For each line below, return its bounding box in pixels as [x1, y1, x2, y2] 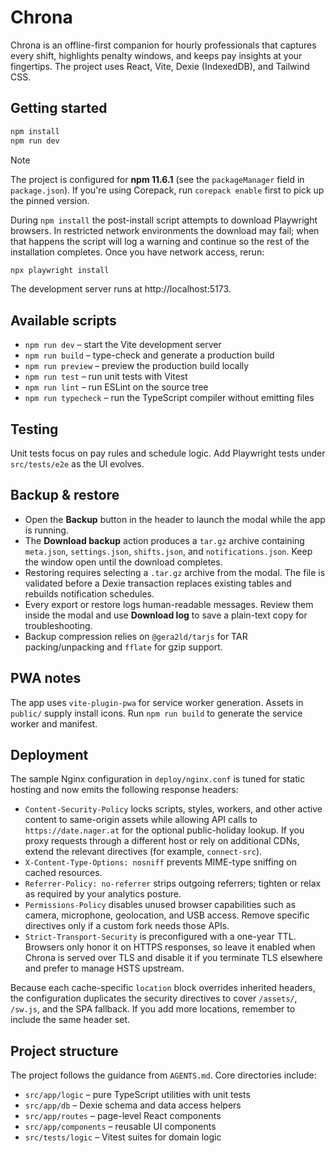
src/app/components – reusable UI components [24, 1121, 217, 1133]
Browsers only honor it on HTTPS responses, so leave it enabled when [24, 941, 316, 953]
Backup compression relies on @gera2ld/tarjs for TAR [24, 630, 248, 642]
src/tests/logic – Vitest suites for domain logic [24, 1131, 222, 1143]
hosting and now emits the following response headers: [10, 784, 239, 796]
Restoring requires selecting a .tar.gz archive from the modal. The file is [24, 566, 326, 578]
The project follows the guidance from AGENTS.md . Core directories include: [10, 1069, 317, 1081]
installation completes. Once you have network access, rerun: [10, 246, 265, 258]
